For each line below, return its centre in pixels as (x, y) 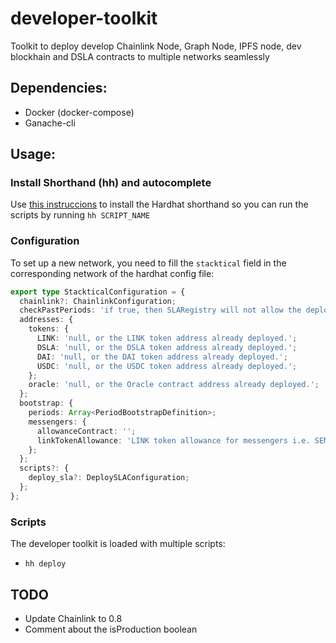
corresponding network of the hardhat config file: (112, 273)
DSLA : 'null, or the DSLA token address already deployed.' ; (167, 347)
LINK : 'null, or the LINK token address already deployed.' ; (167, 338)
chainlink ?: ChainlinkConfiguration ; (98, 301)
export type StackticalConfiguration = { (98, 292)
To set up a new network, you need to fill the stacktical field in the (148, 263)
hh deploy (45, 564)
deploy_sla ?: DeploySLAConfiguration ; (109, 478)
